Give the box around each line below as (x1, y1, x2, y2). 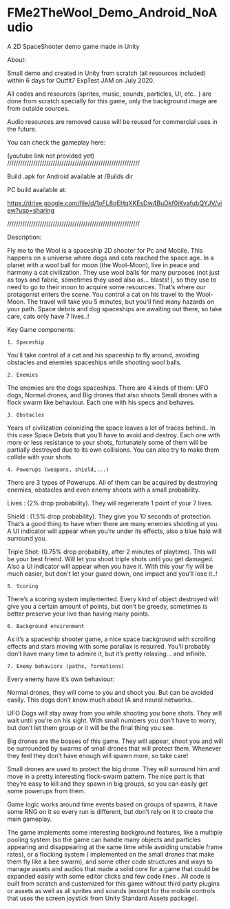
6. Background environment (7, 623, 85, 629)
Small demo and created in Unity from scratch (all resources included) (7, 69, 207, 77)
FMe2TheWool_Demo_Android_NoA (7, 5, 218, 21)
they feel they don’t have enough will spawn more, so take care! (7, 751, 189, 760)
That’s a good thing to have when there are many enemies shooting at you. (7, 519, 219, 527)
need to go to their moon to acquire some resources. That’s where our (7, 282, 207, 291)
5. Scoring (7, 583, 39, 589)
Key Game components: (7, 325, 76, 333)
